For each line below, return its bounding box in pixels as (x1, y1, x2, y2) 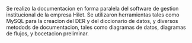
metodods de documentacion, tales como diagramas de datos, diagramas (6, 24, 187, 31)
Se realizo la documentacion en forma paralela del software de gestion (6, 5, 179, 12)
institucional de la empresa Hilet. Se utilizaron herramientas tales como (6, 11, 180, 18)
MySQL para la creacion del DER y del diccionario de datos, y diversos (6, 18, 178, 24)
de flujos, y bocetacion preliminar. (6, 30, 89, 37)
